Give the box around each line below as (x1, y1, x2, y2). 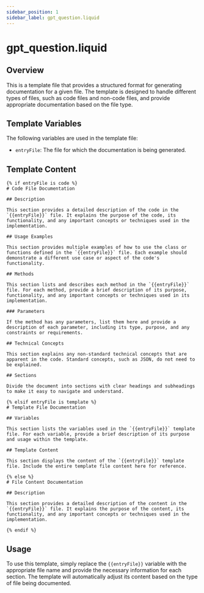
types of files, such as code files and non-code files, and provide (6, 94, 170, 101)
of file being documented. (6, 579, 71, 586)
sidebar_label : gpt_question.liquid (6, 15, 100, 21)
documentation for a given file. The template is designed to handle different (6, 88, 197, 95)
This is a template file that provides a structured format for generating (6, 81, 182, 88)
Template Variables (6, 118, 82, 129)
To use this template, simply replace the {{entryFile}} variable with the (6, 559, 187, 567)
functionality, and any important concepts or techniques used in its (6, 292, 190, 299)
